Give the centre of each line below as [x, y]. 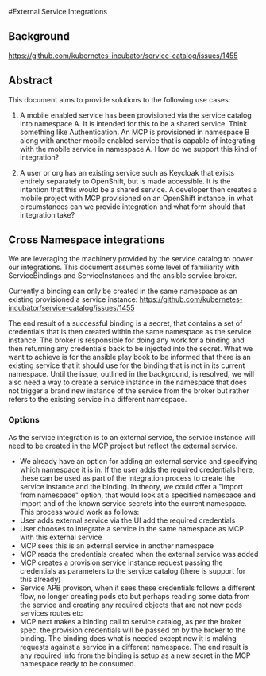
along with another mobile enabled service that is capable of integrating [137, 140]
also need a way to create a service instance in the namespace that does [128, 382]
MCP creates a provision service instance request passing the [121, 562]
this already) [40, 579]
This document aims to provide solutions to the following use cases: [120, 99]
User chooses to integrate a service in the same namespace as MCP [132, 528]
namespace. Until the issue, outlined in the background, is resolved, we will [131, 374]
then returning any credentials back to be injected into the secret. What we [131, 349]
